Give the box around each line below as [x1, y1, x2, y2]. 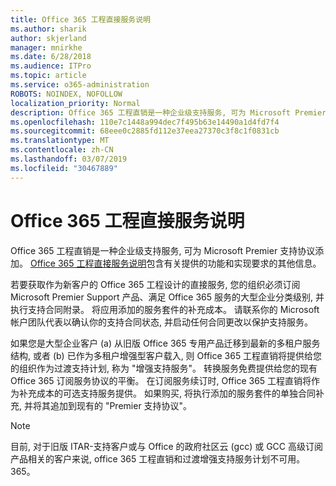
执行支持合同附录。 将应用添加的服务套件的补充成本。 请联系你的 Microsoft [10, 303, 320, 315]
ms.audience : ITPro [10, 61, 92, 71]
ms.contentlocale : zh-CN [10, 145, 114, 155]
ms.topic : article [10, 71, 87, 81]
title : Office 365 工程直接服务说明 [10, 14, 151, 25]
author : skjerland [10, 33, 87, 43]
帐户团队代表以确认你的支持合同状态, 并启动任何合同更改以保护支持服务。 [10, 316, 313, 328]
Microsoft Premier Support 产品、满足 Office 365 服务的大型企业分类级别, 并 [10, 291, 325, 303]
